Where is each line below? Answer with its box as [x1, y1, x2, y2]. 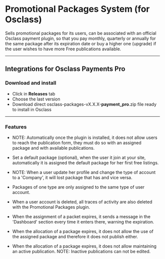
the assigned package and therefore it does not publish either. [12, 233, 138, 239]
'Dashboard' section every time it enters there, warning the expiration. [12, 219, 154, 225]
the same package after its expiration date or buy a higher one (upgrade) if [5, 40, 156, 46]
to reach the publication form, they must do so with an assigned [12, 139, 141, 146]
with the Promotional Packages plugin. [12, 204, 90, 210]
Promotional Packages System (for [5, 3, 150, 15]
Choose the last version [12, 96, 60, 102]
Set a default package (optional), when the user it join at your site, [12, 154, 146, 161]
